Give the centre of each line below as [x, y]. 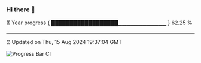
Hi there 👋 [21, 10]
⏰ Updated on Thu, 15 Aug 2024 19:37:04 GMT [64, 42]
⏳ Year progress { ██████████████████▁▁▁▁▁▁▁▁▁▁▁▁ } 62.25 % [99, 23]
